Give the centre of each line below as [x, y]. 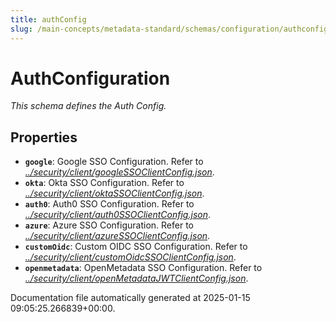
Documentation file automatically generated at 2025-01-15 [130, 298]
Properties [44, 137]
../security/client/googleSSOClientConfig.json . [119, 172]
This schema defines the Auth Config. [88, 106]
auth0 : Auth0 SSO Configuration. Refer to [109, 204]
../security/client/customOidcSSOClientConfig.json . [130, 257]
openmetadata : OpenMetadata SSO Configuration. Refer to [143, 268]
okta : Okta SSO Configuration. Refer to [104, 183]
